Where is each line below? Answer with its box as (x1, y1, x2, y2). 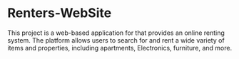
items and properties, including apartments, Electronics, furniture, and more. (7, 43, 233, 52)
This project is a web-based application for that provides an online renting (7, 28, 225, 37)
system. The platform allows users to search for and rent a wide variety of (7, 36, 225, 44)
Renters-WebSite (7, 5, 112, 21)
